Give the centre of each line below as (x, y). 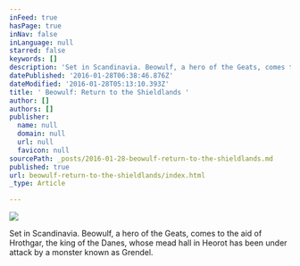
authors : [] (31, 109)
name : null (37, 126)
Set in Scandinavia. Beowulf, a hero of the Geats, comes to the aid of (136, 234)
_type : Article (37, 184)
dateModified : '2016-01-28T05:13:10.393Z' (89, 84)
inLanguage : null (42, 42)
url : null (35, 142)
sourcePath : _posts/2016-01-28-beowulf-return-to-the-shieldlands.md (142, 158)
